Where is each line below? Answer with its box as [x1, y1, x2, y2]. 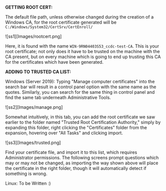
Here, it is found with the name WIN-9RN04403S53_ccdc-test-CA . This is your [5, 43, 159, 49]
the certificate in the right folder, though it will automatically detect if [5, 165, 147, 171]
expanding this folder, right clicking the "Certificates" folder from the [5, 125, 147, 130]
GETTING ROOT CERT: [5, 5, 53, 10]
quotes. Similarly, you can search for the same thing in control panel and [5, 89, 155, 95]
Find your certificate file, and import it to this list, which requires [5, 149, 137, 155]
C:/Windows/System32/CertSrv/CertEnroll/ [5, 25, 93, 30]
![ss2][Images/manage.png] [5, 104, 63, 110]
